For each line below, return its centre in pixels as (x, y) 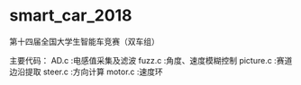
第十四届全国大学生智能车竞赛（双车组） (84, 41)
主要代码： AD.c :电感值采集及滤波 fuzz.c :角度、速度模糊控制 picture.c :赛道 (151, 60)
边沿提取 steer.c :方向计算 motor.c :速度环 (87, 72)
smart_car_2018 (71, 16)
